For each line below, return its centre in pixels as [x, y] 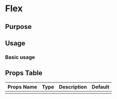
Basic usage [20, 57]
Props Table [24, 73]
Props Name [22, 87]
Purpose [19, 27]
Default [100, 87]
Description [73, 87]
